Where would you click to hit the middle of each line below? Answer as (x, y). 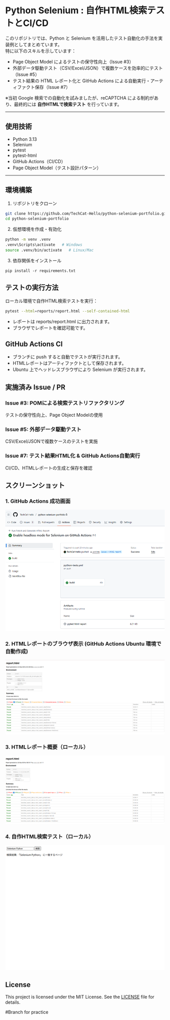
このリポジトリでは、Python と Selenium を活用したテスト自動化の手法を (82, 38)
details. (13, 1002)
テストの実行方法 (32, 288)
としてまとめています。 (38, 44)
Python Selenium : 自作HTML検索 (76, 10)
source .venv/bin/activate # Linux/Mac (50, 250)
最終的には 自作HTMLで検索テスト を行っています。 (68, 104)
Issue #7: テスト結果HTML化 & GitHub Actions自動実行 (73, 456)
